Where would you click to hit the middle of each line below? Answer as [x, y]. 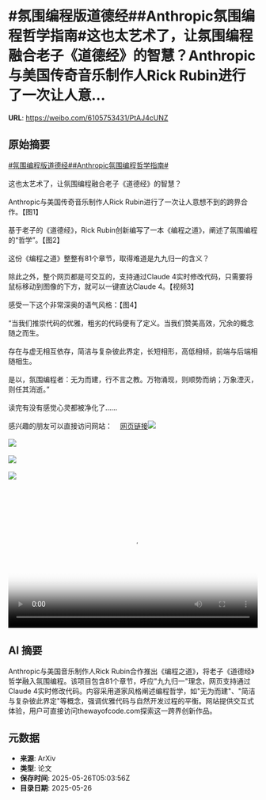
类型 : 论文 [36, 768]
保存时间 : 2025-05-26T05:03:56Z [75, 778]
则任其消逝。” [29, 389]
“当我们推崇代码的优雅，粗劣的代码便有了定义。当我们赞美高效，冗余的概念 [131, 323]
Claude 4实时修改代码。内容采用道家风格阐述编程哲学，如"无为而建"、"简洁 [132, 691]
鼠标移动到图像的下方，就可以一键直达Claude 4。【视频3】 [103, 286]
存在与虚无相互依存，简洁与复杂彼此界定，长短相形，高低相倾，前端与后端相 [133, 351]
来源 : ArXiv [38, 758]
